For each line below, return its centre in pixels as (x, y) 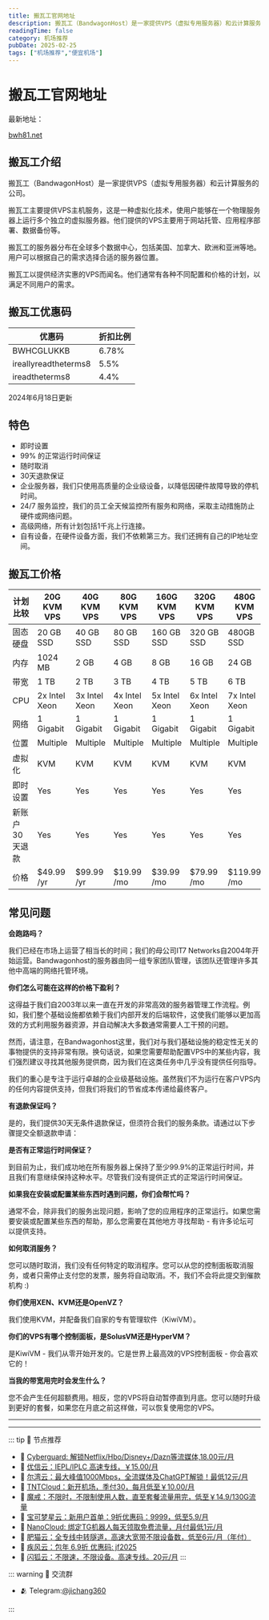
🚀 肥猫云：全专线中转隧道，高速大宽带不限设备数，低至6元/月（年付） (135, 1537)
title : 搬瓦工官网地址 (42, 16)
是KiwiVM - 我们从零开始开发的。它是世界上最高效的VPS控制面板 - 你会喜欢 (133, 1353)
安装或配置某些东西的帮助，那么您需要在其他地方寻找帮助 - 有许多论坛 (131, 1221)
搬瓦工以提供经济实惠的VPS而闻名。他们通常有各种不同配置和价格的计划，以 (134, 274)
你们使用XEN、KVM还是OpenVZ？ (66, 1302)
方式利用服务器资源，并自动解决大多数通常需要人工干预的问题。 (127, 1025)
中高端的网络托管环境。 (54, 970)
